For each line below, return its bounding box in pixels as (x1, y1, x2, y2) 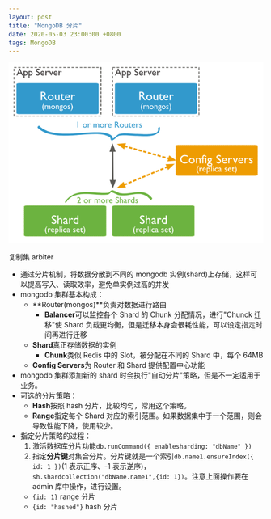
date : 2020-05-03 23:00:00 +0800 (8, 30, 121, 38)
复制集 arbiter (8, 251, 54, 262)
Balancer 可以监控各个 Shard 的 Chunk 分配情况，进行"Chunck (44, 310, 253, 319)
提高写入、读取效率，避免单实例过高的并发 (27, 279, 170, 289)
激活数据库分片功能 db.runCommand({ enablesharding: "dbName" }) (32, 441, 252, 450)
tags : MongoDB (8, 39, 57, 47)
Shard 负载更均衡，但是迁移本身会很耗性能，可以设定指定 (63, 319, 256, 329)
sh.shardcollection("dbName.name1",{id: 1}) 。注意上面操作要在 (32, 471, 249, 481)
